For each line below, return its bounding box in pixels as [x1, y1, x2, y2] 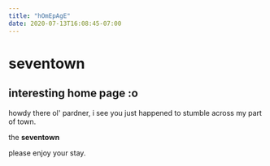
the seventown [8, 132, 60, 142]
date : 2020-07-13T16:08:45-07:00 [8, 19, 122, 28]
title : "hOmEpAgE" [8, 11, 71, 20]
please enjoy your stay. [8, 147, 86, 158]
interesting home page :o [8, 87, 138, 100]
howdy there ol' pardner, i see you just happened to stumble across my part [8, 108, 263, 117]
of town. [8, 117, 37, 126]
